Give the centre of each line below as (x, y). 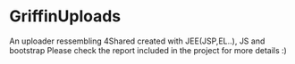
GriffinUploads (65, 16)
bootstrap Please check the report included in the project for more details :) (148, 50)
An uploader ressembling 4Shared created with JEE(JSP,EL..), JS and (137, 41)
